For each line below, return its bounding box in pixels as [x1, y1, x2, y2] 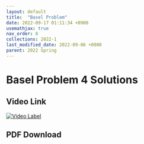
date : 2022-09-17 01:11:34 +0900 [6, 20, 89, 26]
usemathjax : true [6, 25, 49, 32]
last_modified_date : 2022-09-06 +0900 [6, 42, 102, 48]
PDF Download [6, 130, 62, 140]
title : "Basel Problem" [6, 14, 68, 20]
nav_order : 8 [6, 31, 39, 37]
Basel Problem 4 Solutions [6, 73, 138, 86]
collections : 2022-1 [6, 36, 57, 42]
